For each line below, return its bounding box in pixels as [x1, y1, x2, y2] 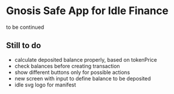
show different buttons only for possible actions [14, 69, 130, 76]
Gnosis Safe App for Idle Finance [6, 4, 169, 18]
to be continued [6, 23, 45, 31]
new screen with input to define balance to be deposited [14, 75, 151, 82]
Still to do [6, 41, 41, 51]
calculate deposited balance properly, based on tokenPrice [14, 56, 157, 63]
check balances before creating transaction [14, 62, 120, 69]
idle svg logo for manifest [14, 81, 76, 88]
